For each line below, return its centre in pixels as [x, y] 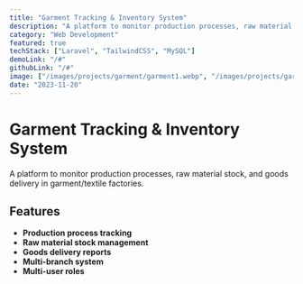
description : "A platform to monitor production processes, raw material [151, 26]
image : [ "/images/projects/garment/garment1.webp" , [108, 77]
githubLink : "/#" [42, 69]
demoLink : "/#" [38, 60]
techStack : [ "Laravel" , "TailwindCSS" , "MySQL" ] [102, 51]
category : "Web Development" [64, 34]
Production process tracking [77, 233]
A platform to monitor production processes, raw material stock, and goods [149, 173]
